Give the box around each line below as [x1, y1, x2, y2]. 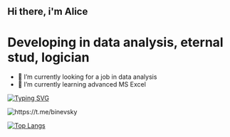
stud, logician [7, 49, 90, 65]
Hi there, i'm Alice [7, 6, 88, 18]
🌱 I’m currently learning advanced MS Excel [17, 80, 146, 89]
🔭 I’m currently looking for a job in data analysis [17, 72, 157, 81]
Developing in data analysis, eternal [7, 34, 224, 50]
